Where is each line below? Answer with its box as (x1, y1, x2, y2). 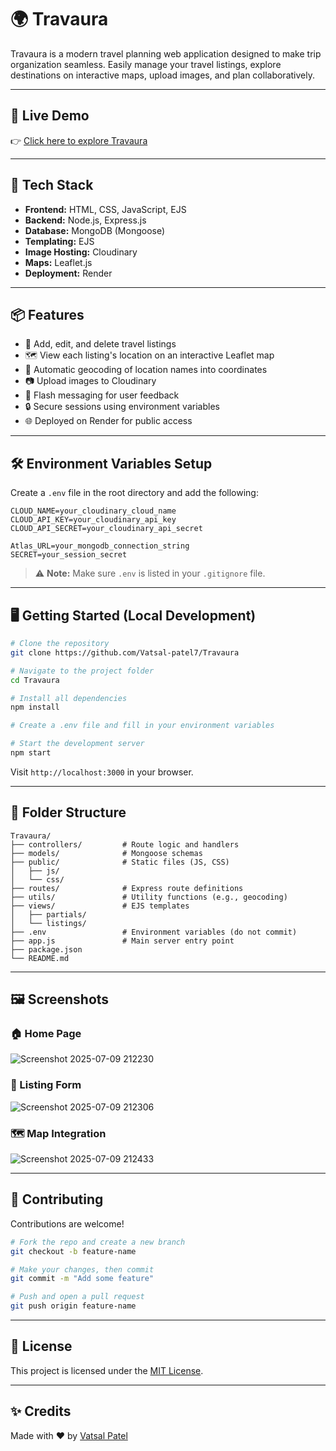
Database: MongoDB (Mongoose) (24, 224, 166, 236)
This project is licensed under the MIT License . (10, 1364, 204, 1376)
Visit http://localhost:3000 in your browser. (10, 766, 194, 778)
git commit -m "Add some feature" (10, 1274, 155, 1284)
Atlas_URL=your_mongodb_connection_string (10, 541, 190, 551)
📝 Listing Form (10, 1078, 82, 1092)
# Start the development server (10, 739, 145, 749)
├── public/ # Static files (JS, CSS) (10, 857, 230, 867)
